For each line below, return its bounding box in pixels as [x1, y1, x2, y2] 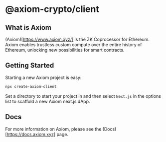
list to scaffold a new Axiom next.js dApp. [5, 98, 90, 104]
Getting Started [5, 61, 54, 70]
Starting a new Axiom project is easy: [5, 74, 82, 80]
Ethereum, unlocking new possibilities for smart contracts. [5, 47, 125, 53]
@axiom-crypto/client [5, 3, 100, 15]
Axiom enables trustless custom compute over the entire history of [5, 42, 142, 48]
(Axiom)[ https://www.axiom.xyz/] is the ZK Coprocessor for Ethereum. [5, 36, 150, 42]
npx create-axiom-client [5, 84, 57, 89]
